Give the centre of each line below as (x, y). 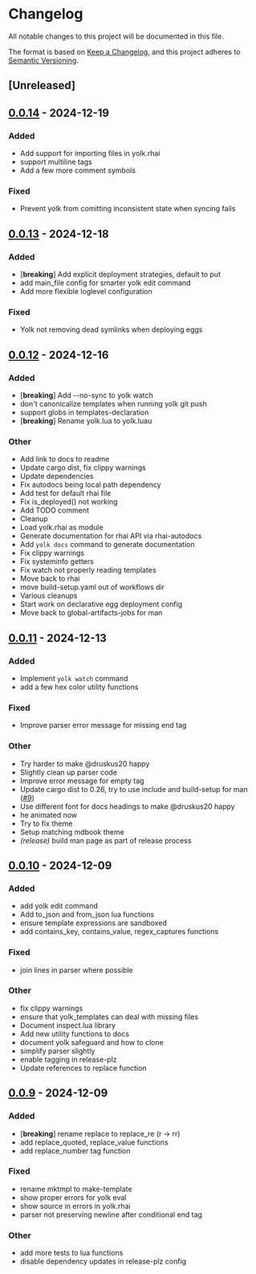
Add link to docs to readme (65, 459)
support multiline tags (56, 162)
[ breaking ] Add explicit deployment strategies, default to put (120, 274)
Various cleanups (49, 596)
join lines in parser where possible (77, 970)
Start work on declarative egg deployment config (101, 604)
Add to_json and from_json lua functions (87, 915)
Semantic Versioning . (43, 60)
